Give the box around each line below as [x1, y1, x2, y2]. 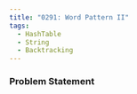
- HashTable [17, 29, 62, 38]
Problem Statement [9, 75, 95, 88]
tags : [9, 21, 29, 30]
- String [17, 37, 50, 47]
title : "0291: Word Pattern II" [9, 12, 129, 22]
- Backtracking [17, 46, 74, 55]
